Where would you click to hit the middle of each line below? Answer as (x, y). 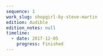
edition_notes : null (31, 28)
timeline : (18, 33)
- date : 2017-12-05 (35, 38)
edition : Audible (27, 22)
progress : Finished (40, 44)
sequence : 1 (20, 11)
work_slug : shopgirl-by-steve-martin (52, 17)
